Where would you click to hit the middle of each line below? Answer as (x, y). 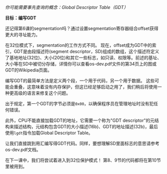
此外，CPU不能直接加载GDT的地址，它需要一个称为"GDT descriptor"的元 (80, 120)
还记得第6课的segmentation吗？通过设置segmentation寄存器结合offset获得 (82, 28)
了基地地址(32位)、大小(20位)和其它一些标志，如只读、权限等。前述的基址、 (83, 58)
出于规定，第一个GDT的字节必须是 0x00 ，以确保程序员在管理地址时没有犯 (80, 104)
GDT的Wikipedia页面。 (29, 70)
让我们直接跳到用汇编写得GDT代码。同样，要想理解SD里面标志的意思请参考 (83, 143)
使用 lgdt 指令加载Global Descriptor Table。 (49, 133)
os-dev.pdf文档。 (23, 150)
